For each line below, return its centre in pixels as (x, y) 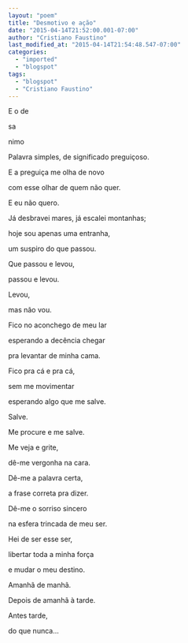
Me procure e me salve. (46, 432)
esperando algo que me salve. (57, 402)
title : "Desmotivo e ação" (52, 23)
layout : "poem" (33, 15)
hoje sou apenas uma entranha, (59, 234)
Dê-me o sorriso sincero (48, 509)
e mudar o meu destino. (47, 570)
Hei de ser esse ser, (41, 539)
